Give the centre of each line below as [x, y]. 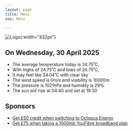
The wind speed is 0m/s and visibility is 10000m [61, 80]
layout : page [18, 10]
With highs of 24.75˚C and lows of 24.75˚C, [56, 70]
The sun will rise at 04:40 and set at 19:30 [55, 91]
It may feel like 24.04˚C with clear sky [50, 75]
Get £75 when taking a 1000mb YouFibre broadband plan [70, 123]
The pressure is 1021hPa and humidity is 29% [58, 85]
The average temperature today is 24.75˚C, [56, 65]
